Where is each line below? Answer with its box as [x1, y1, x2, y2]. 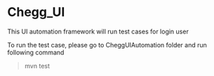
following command [7, 48, 65, 56]
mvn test [24, 61, 51, 70]
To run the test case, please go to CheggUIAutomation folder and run [7, 40, 207, 49]
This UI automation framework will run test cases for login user [7, 27, 189, 36]
